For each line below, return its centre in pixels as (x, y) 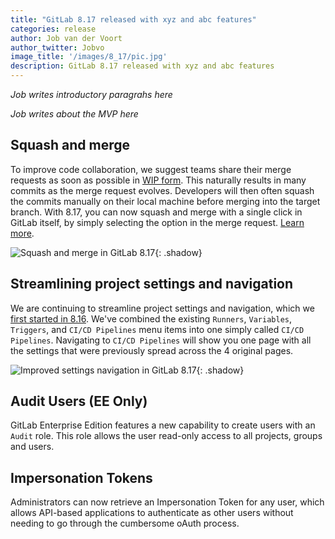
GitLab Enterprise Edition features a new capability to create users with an (163, 425)
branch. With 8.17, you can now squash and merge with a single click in (156, 212)
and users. (32, 447)
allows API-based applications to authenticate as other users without (152, 513)
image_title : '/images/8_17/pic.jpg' (89, 57)
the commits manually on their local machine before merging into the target (165, 201)
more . (22, 233)
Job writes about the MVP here (74, 114)
